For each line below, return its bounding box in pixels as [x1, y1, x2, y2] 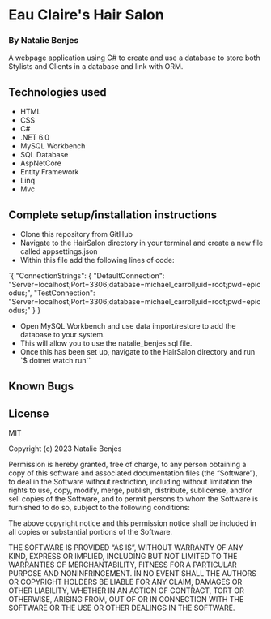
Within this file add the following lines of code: [19, 256, 175, 265]
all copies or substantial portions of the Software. [8, 527, 172, 537]
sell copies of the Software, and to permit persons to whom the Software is [8, 494, 259, 504]
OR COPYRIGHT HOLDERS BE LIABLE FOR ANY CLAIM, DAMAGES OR [8, 578, 243, 587]
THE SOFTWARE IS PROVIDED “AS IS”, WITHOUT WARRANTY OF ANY [8, 543, 243, 552]
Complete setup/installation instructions [8, 208, 218, 221]
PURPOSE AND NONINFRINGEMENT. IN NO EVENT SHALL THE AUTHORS [8, 569, 257, 578]
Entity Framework [19, 167, 79, 177]
